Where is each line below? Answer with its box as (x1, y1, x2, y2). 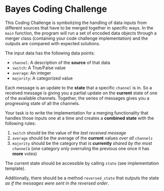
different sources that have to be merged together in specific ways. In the (5, 25, 153, 30)
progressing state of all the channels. (5, 100, 80, 106)
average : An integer (12, 70, 51, 76)
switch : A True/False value (12, 65, 66, 71)
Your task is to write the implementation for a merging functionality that (5, 109, 149, 116)
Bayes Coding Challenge (5, 3, 107, 15)
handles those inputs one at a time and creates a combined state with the (5, 115, 154, 121)
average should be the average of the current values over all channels (12, 135, 153, 141)
